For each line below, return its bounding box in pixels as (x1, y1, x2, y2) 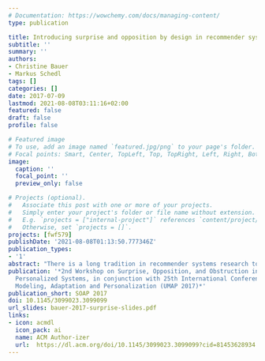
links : (8, 311, 30, 320)
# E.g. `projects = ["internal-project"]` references (8, 216, 196, 224)
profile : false (8, 122, 58, 130)
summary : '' (8, 48, 47, 56)
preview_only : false (15, 179, 83, 188)
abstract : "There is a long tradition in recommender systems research (8, 260, 248, 268)
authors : (8, 55, 37, 63)
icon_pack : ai (15, 325, 62, 334)
